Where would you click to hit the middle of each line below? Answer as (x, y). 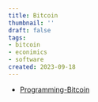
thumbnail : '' (32, 23)
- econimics (28, 52)
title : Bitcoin (33, 15)
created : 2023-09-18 (42, 67)
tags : (17, 38)
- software (26, 60)
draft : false (30, 30)
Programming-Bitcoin (55, 89)
